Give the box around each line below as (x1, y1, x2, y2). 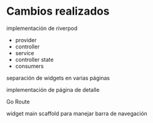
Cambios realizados (6, 4, 110, 18)
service (15, 49, 35, 56)
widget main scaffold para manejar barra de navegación (6, 110, 148, 117)
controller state (15, 56, 54, 63)
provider (15, 36, 37, 43)
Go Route (6, 98, 30, 105)
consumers (15, 62, 44, 70)
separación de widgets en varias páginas (6, 74, 110, 81)
